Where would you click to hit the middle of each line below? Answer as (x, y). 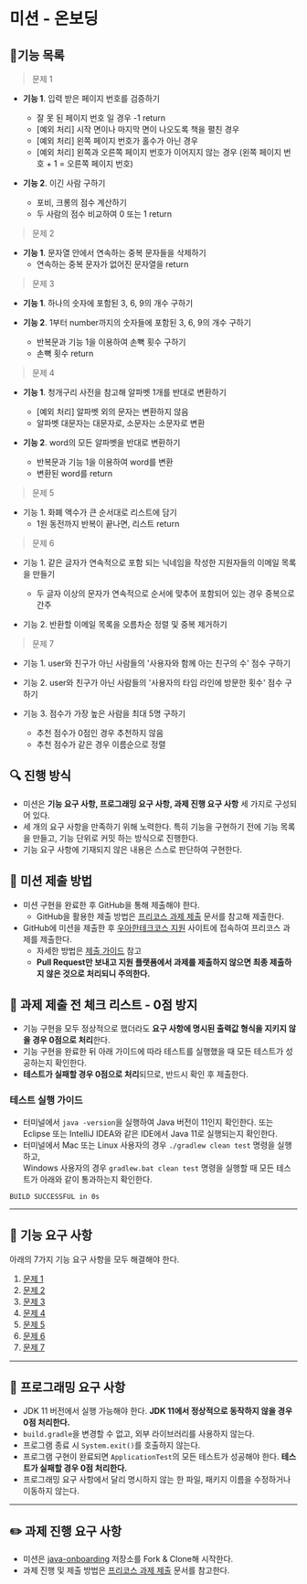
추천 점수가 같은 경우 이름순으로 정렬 (101, 744)
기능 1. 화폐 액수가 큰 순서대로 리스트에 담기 (100, 512)
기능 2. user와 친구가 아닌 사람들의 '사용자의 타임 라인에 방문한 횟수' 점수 (153, 683)
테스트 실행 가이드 (47, 1100)
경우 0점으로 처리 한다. (71, 1040)
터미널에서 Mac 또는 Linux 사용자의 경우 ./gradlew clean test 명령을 (149, 1145)
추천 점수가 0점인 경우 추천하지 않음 (100, 733)
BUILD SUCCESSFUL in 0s (55, 1196)
